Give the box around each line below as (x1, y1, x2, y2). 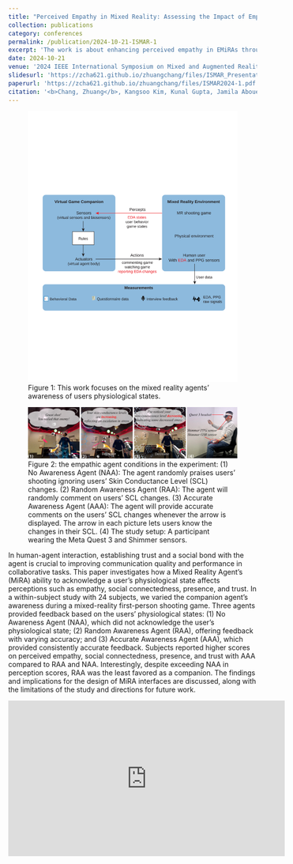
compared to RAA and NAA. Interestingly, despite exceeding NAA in (8, 660, 229, 670)
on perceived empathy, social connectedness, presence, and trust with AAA (8, 651, 256, 661)
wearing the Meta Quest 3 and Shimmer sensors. (28, 535, 188, 545)
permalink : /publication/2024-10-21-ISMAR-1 (8, 38, 157, 46)
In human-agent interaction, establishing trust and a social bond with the (8, 550, 245, 560)
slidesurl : (8, 71, 44, 79)
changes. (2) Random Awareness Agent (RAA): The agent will (28, 485, 228, 494)
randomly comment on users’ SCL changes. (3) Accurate (28, 493, 213, 503)
